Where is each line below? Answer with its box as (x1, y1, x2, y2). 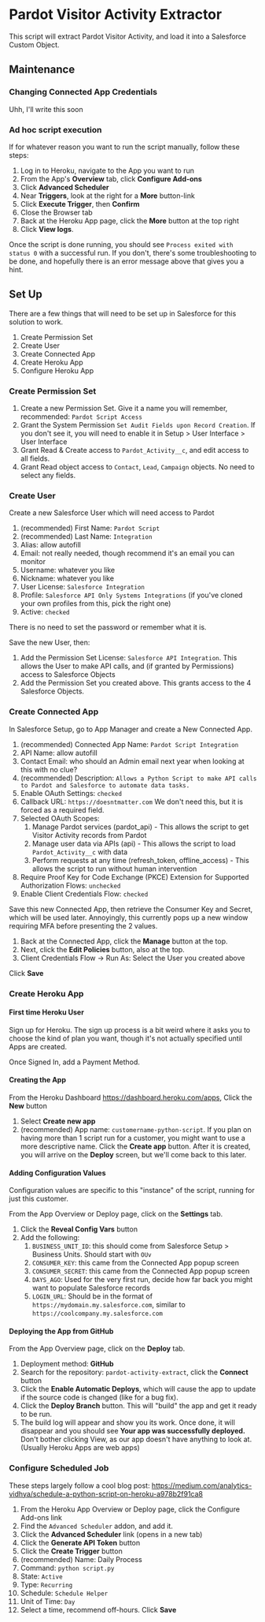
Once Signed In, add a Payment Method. (9, 1057, 141, 1067)
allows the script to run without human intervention (31, 864, 197, 873)
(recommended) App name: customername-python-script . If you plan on (20, 1124, 252, 1134)
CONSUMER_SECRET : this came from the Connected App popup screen (31, 1266, 250, 1276)
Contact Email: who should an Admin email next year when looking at (20, 756, 245, 766)
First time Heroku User (9, 1007, 85, 1017)
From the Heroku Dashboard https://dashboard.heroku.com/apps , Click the (9, 1093, 252, 1102)
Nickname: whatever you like (20, 574, 115, 583)
